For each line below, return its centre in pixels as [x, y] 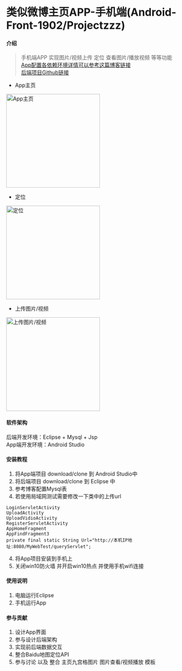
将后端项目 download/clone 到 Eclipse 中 [65, 481]
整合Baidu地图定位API [42, 655]
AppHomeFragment [26, 528]
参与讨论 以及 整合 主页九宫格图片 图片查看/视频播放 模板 [85, 662]
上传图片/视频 [32, 309]
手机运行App [31, 603]
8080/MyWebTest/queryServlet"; [52, 546]
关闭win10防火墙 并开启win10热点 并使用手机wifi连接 [79, 566]
